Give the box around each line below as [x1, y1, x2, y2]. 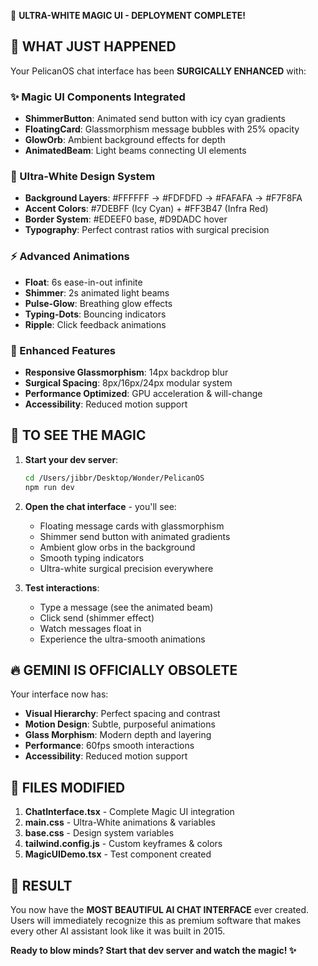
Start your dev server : [24, 453, 119, 465]
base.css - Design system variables [24, 827, 175, 839]
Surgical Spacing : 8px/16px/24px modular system [24, 377, 233, 389]
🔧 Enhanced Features [10, 343, 117, 357]
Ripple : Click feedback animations [24, 318, 167, 330]
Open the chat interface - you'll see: [24, 500, 177, 512]
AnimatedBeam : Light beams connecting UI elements [24, 145, 247, 157]
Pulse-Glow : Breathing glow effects [24, 297, 173, 309]
